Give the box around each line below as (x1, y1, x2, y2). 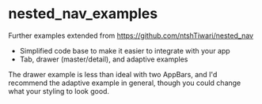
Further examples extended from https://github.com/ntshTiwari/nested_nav (8, 31, 254, 40)
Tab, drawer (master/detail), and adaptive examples (19, 54, 188, 64)
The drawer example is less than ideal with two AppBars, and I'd (8, 69, 218, 79)
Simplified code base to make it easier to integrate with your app (19, 46, 231, 55)
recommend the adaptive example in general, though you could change (8, 78, 241, 87)
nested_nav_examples (8, 5, 158, 23)
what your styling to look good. (8, 86, 109, 95)
